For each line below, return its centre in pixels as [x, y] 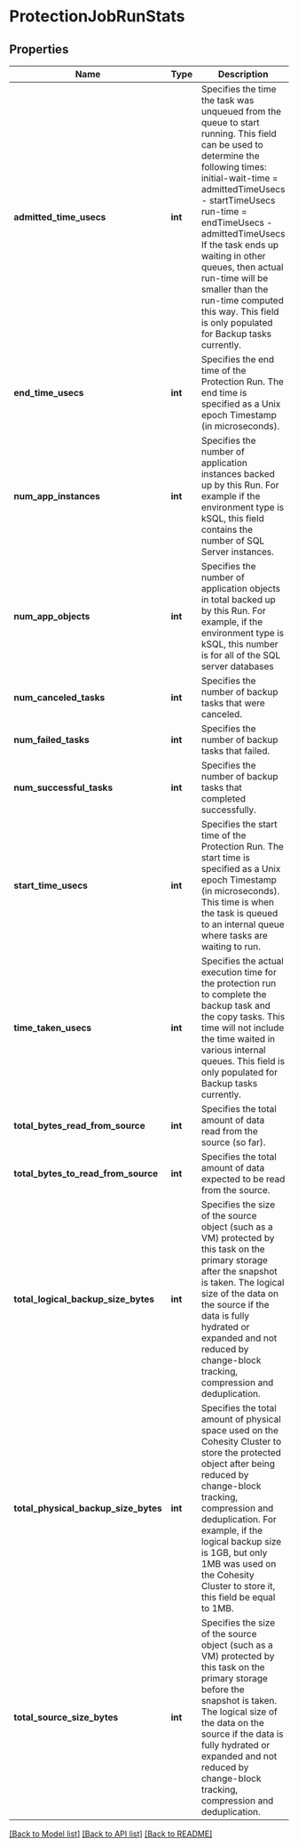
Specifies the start [239, 824]
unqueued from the [241, 111]
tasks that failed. [235, 751]
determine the [230, 156]
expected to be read [243, 1179]
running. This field [239, 133]
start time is [226, 858]
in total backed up [239, 600]
